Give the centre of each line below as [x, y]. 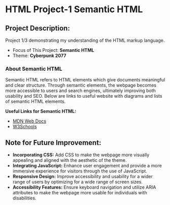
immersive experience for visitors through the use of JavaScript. [80, 171]
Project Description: [38, 28]
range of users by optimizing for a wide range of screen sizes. [78, 182]
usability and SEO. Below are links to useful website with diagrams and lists [84, 96]
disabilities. [24, 198]
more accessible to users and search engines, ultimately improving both [81, 91]
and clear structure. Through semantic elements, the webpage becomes [81, 85]
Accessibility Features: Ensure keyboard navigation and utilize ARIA [84, 187]
